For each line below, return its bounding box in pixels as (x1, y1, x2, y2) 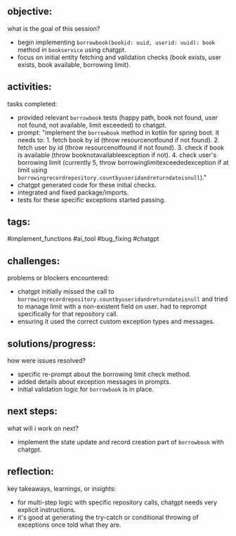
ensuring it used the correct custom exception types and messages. (17, 317, 216, 326)
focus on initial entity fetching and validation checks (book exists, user (17, 53, 222, 61)
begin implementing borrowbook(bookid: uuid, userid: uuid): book (17, 38, 216, 46)
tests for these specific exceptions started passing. (17, 195, 166, 204)
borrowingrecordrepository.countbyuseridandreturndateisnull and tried (17, 295, 228, 304)
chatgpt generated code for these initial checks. (17, 180, 157, 189)
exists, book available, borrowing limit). (17, 60, 131, 69)
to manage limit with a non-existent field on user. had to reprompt (17, 302, 207, 311)
